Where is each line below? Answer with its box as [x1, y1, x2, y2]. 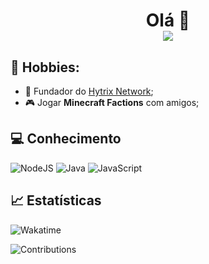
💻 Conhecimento [10, 130, 122, 148]
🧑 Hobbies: [10, 59, 80, 76]
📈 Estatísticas [10, 192, 102, 209]
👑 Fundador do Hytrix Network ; [24, 85, 154, 97]
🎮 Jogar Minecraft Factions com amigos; [24, 97, 200, 108]
